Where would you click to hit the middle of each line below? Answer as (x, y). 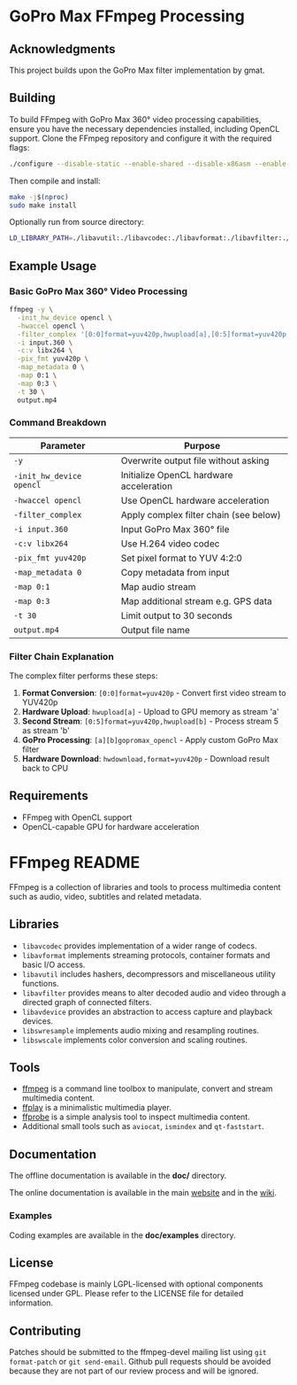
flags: (19, 147)
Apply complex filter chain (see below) (201, 515)
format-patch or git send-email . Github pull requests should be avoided (140, 1362)
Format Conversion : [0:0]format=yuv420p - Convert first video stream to (154, 693)
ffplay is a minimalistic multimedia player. (97, 1108)
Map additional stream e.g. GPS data (196, 601)
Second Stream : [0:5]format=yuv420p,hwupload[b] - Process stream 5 (150, 721)
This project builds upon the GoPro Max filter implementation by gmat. (137, 70)
